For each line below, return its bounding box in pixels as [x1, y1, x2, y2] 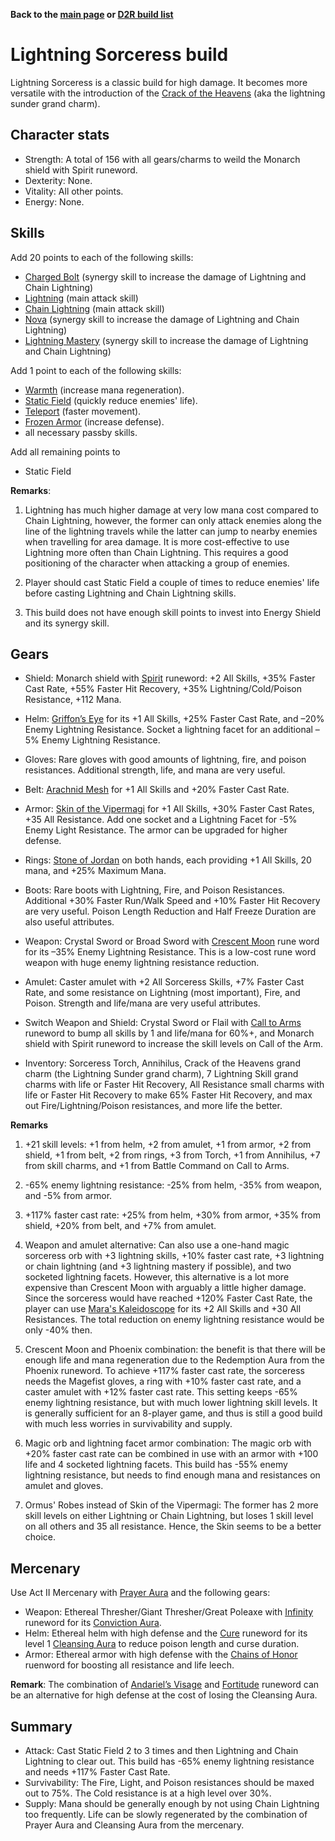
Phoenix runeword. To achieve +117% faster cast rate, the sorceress [24, 1365, 305, 1377]
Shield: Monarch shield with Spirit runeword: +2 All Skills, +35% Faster [24, 672, 316, 684]
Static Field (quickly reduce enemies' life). [24, 394, 198, 406]
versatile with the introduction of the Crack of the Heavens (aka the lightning [10, 87, 326, 99]
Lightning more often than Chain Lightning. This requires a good [24, 546, 289, 558]
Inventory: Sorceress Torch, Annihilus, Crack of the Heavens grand [24, 1057, 301, 1069]
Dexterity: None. [24, 174, 93, 186]
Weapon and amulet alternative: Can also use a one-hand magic [24, 1239, 290, 1251]
